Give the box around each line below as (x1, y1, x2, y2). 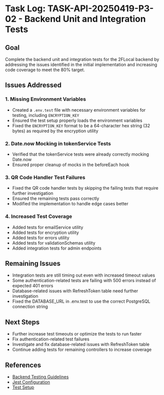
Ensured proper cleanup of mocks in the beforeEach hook (12, 162, 130, 168)
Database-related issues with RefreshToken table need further (12, 288, 138, 294)
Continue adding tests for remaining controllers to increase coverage (12, 347, 152, 353)
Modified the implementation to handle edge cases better (12, 201, 129, 207)
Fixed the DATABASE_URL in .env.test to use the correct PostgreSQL (12, 298, 151, 305)
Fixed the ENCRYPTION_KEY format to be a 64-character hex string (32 (12, 122, 150, 128)
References (5, 361, 41, 369)
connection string (12, 304, 48, 310)
